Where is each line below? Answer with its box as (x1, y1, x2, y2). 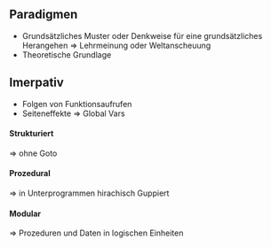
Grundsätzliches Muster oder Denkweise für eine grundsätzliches (21, 30, 263, 41)
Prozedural (9, 168, 51, 179)
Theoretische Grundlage (21, 49, 112, 60)
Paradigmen (9, 7, 78, 22)
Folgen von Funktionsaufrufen (21, 98, 132, 109)
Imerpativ (9, 75, 64, 90)
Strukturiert (9, 128, 54, 139)
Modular (9, 208, 42, 219)
